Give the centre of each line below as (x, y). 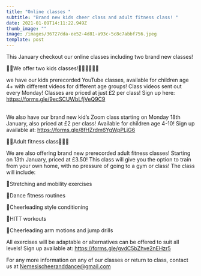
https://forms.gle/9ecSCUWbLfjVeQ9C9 (56, 99)
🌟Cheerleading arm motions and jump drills (60, 230)
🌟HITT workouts (26, 219)
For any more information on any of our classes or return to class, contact (97, 260)
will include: (21, 172)
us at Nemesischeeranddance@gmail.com (58, 266)
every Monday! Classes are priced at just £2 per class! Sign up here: (91, 93)
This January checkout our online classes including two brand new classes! (100, 57)
